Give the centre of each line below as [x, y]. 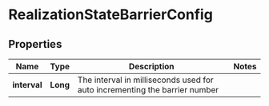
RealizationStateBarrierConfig [111, 15]
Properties [35, 44]
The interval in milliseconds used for [145, 80]
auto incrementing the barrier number [148, 90]
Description [151, 67]
